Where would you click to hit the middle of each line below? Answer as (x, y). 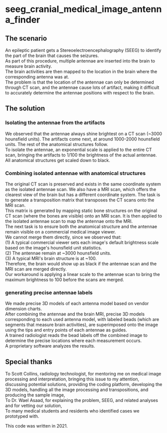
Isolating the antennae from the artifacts (55, 122)
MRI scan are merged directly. (36, 269)
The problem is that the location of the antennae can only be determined (80, 82)
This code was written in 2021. (37, 426)
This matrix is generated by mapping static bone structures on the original (81, 210)
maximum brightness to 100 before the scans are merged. (65, 279)
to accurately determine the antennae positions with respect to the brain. (80, 93)
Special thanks (29, 362)
